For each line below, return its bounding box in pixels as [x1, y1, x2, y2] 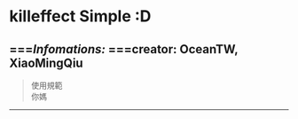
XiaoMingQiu [9, 55, 83, 70]
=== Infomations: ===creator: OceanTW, [9, 42, 239, 57]
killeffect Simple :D [9, 6, 152, 27]
